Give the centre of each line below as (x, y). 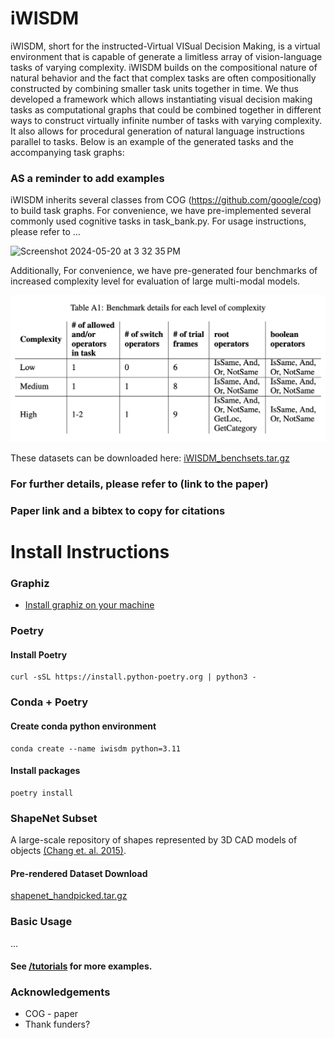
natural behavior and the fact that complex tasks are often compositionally (163, 78)
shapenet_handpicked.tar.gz (69, 896)
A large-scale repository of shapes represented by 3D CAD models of (154, 840)
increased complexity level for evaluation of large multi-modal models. (155, 281)
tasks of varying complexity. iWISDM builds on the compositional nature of (164, 67)
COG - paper (51, 1014)
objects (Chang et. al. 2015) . (68, 851)
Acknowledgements (60, 992)
